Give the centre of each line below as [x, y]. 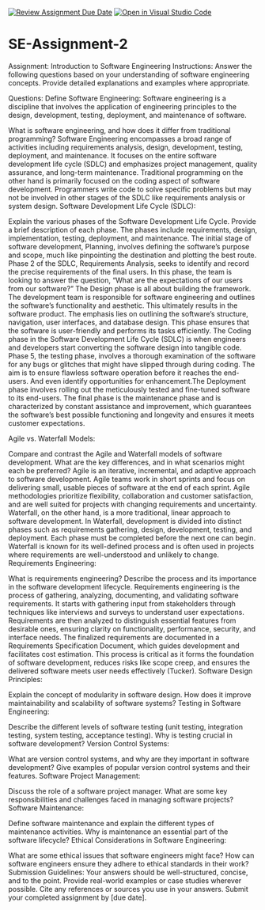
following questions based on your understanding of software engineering [129, 74]
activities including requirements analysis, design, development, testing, [126, 147]
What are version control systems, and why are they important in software [129, 759]
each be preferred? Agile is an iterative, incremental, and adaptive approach [132, 470]
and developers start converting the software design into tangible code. [125, 347]
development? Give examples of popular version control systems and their [129, 767]
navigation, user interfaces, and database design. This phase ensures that [129, 322]
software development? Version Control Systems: [89, 743]
